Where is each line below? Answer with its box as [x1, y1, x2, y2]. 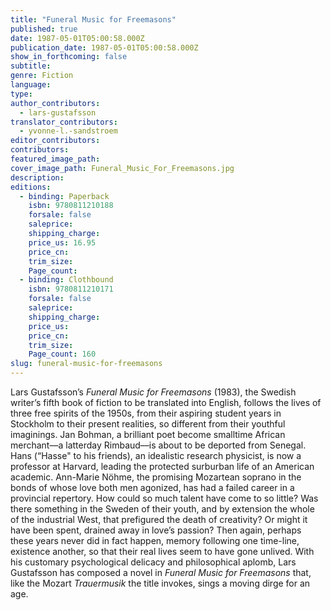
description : [10, 172, 65, 183]
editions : [10, 182, 52, 192]
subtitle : [10, 61, 52, 71]
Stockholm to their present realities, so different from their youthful [10, 418, 286, 430]
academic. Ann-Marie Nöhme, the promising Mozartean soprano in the [10, 471, 302, 483]
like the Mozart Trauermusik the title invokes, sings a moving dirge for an [10, 577, 311, 589]
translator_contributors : [10, 117, 118, 127]
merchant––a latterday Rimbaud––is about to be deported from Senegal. [10, 439, 307, 451]
